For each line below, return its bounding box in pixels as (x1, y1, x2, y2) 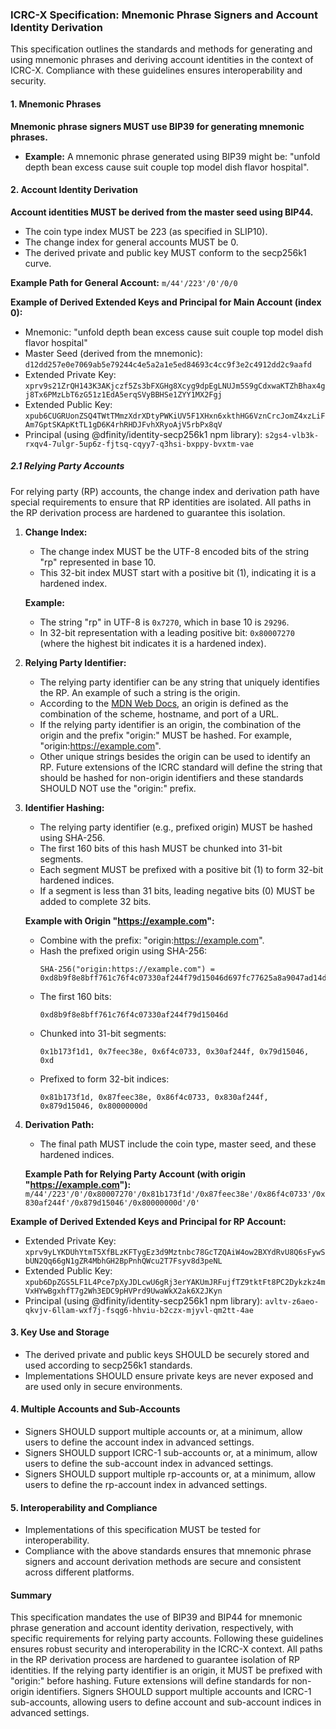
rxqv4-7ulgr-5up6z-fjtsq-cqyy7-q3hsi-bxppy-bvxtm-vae (24, 439, 254, 449)
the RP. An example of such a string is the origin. (39, 686, 241, 698)
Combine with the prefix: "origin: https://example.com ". (39, 934, 265, 946)
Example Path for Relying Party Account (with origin (24, 1168, 246, 1180)
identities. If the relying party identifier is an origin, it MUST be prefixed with (10, 1664, 323, 1677)
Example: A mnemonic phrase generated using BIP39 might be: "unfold (24, 150, 321, 162)
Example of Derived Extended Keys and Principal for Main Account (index (10, 296, 322, 308)
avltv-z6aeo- (264, 1296, 320, 1307)
